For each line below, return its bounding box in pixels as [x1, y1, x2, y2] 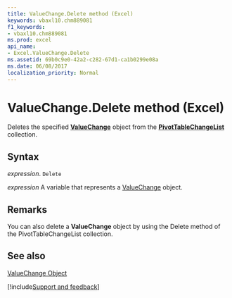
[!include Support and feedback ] [7, 283, 100, 291]
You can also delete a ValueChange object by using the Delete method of [7, 223, 221, 231]
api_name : [7, 43, 37, 50]
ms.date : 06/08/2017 [7, 63, 68, 70]
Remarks [7, 204, 48, 216]
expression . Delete [7, 170, 62, 178]
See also [7, 250, 46, 262]
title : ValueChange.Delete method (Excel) [7, 10, 134, 18]
